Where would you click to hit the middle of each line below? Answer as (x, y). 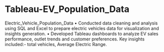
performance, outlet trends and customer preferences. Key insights (75, 39)
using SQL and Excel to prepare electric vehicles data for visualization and (82, 28)
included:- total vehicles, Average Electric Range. (56, 44)
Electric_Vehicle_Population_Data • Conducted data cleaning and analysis (81, 23)
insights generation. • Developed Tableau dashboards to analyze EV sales (81, 33)
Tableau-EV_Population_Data (67, 9)
